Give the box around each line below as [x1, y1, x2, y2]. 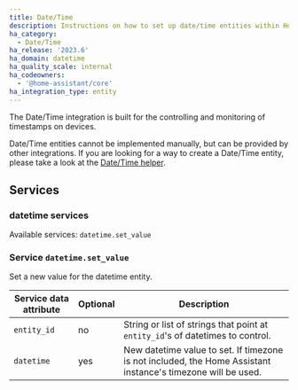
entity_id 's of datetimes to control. [123, 330, 271, 342]
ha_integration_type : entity [9, 87, 117, 96]
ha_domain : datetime [9, 54, 86, 63]
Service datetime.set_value [9, 252, 129, 264]
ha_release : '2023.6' [9, 46, 90, 55]
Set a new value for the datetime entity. [9, 271, 153, 282]
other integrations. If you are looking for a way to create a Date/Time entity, [9, 147, 285, 158]
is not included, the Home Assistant [123, 355, 271, 368]
